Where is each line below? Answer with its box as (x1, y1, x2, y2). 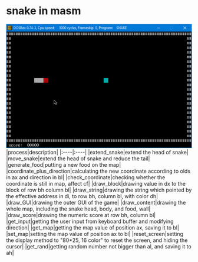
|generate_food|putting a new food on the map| (6, 161, 121, 169)
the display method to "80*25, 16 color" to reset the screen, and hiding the (6, 237, 188, 244)
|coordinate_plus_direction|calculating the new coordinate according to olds (6, 167, 190, 175)
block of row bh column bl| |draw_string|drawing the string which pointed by (6, 186, 192, 193)
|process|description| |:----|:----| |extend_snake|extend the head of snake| (6, 149, 189, 156)
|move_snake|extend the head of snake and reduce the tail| (6, 155, 150, 162)
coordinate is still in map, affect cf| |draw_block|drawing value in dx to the (6, 180, 186, 187)
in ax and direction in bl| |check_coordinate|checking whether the (6, 174, 166, 181)
